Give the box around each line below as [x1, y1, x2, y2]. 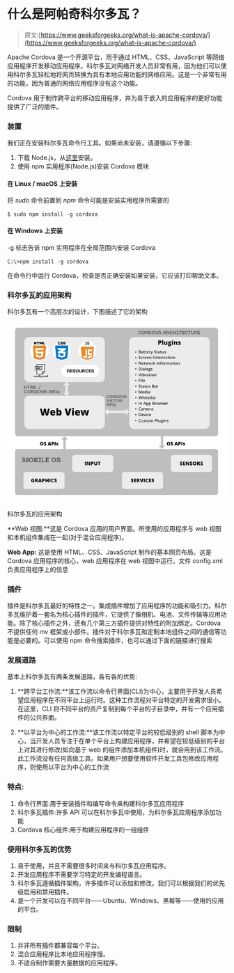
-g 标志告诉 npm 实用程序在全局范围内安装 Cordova [7, 243, 155, 251]
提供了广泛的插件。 [7, 102, 63, 111]
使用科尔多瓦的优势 [7, 844, 72, 854]
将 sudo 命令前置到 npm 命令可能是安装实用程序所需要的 [7, 196, 169, 205]
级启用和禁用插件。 [17, 887, 73, 896]
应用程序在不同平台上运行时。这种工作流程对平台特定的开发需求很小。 [23, 696, 225, 704]
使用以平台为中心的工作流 [36, 763, 109, 771]
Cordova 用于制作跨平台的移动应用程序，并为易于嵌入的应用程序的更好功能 [7, 93, 223, 102]
